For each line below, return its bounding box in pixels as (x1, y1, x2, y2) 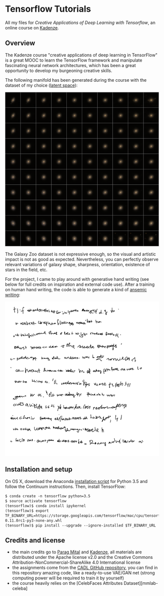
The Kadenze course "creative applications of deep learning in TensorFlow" (5, 52, 158, 58)
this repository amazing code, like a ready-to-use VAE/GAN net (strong (12, 570, 155, 576)
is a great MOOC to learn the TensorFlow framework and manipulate (5, 57, 143, 63)
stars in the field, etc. (5, 267, 48, 273)
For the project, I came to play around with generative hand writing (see (5, 276, 149, 282)
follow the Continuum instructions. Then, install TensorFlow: (5, 483, 126, 489)
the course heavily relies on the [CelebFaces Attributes (12, 580, 123, 586)
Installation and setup (5, 465, 73, 474)
